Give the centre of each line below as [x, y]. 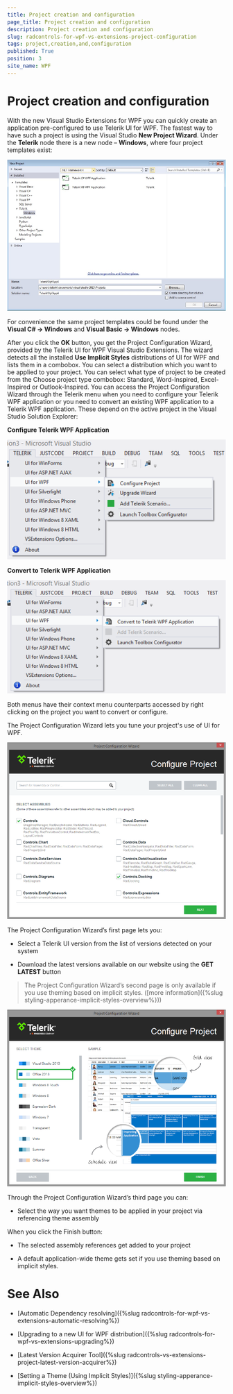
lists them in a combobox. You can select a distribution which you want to [112, 365]
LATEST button [39, 971]
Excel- [210, 380]
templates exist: [30, 150]
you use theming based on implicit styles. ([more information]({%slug [123, 992]
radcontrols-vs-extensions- [167, 1354]
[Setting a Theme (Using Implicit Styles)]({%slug [86, 1375]
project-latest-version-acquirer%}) [67, 1362]
